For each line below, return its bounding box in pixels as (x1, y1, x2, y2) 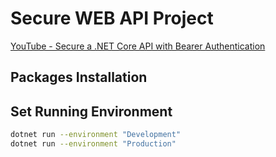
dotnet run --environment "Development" (10, 130, 182, 140)
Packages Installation (10, 69, 148, 86)
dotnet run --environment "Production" (10, 139, 177, 149)
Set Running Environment (10, 103, 173, 120)
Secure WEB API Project (10, 7, 214, 30)
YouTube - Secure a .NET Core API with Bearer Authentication (10, 40, 266, 52)
